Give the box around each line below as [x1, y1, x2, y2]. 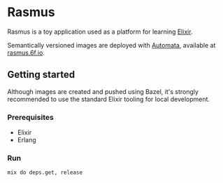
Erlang [17, 136, 36, 144]
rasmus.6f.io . [7, 48, 45, 57]
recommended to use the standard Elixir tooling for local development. [7, 95, 210, 103]
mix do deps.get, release [7, 169, 82, 176]
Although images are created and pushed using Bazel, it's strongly [7, 87, 199, 95]
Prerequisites [7, 112, 54, 122]
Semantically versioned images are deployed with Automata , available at [7, 41, 216, 49]
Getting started [7, 69, 75, 81]
